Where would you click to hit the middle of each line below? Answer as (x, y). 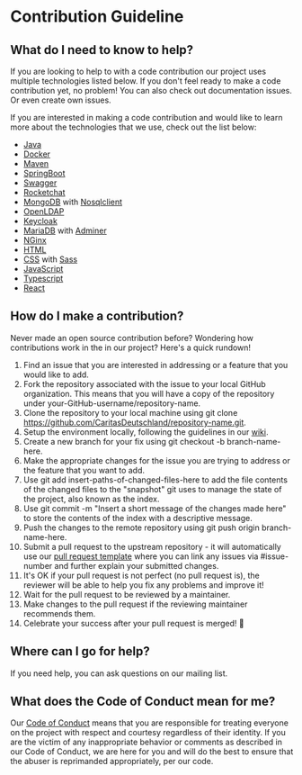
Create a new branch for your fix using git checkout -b (124, 441)
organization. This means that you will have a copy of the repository (149, 393)
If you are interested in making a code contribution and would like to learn (147, 117)
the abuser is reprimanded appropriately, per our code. (112, 761)
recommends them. (59, 613)
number (38, 565)
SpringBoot (44, 173)
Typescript (43, 278)
